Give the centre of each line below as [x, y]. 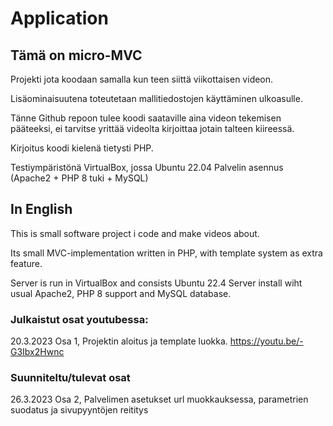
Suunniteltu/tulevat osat [70, 378]
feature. [26, 263]
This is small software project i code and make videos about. [135, 233]
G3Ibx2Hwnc [37, 352]
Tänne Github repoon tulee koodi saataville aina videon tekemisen [146, 118]
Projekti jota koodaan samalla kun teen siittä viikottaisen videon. [142, 79]
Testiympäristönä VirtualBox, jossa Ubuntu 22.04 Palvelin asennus [147, 167]
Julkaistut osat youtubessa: [79, 319]
